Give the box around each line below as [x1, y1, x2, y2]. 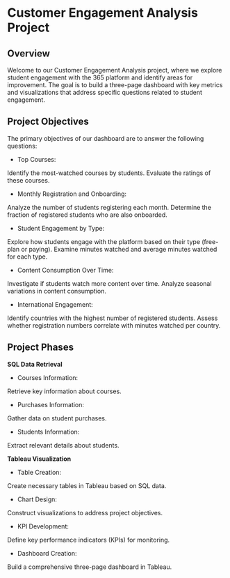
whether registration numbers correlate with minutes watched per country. [7, 321, 221, 329]
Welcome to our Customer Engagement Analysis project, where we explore [7, 66, 222, 74]
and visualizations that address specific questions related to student [7, 89, 203, 96]
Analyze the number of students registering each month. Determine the [7, 203, 212, 211]
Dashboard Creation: [17, 549, 78, 557]
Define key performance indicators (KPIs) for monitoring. [7, 535, 170, 544]
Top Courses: [17, 155, 56, 163]
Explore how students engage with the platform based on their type [7, 237, 200, 245]
